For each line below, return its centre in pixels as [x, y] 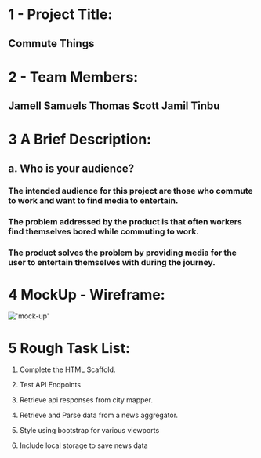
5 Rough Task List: [69, 348]
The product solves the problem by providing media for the [123, 253]
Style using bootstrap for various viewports [89, 431]
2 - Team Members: [73, 77]
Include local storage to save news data [83, 445]
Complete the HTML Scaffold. [67, 369]
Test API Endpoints [50, 385]
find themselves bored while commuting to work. [104, 231]
